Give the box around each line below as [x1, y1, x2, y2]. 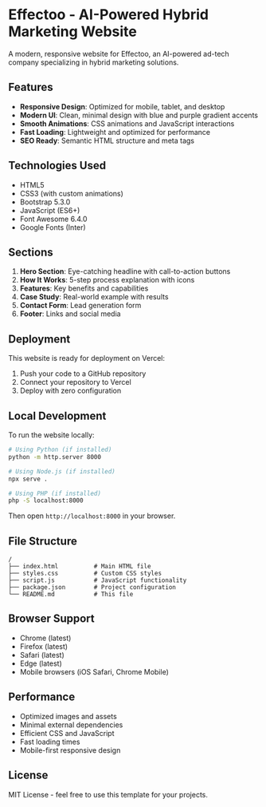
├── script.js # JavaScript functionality [8, 576, 187, 584]
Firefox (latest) [19, 641, 68, 651]
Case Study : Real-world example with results [19, 292, 169, 302]
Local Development [8, 409, 107, 422]
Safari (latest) [19, 650, 65, 659]
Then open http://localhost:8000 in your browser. [8, 511, 176, 520]
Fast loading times [19, 737, 80, 746]
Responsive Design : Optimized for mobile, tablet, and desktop [19, 101, 225, 111]
